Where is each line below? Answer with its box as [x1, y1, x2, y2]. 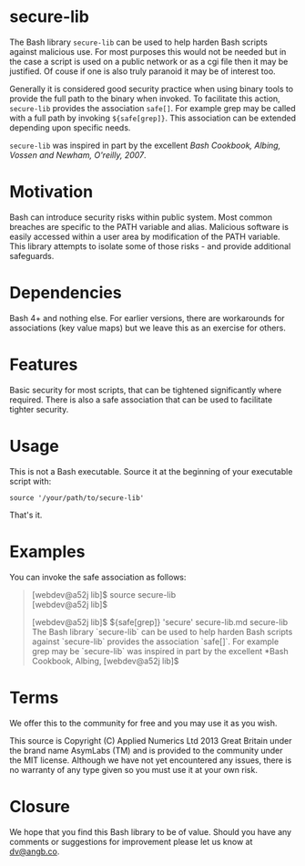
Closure [9, 796, 70, 817]
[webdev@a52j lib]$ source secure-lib [31, 589, 176, 600]
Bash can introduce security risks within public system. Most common [9, 212, 273, 223]
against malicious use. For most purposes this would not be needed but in [9, 46, 287, 57]
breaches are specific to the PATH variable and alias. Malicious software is [9, 221, 290, 232]
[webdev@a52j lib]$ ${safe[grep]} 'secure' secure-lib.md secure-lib [31, 616, 289, 627]
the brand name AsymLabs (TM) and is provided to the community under [9, 745, 284, 756]
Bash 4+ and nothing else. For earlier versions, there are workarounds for [9, 312, 285, 323]
